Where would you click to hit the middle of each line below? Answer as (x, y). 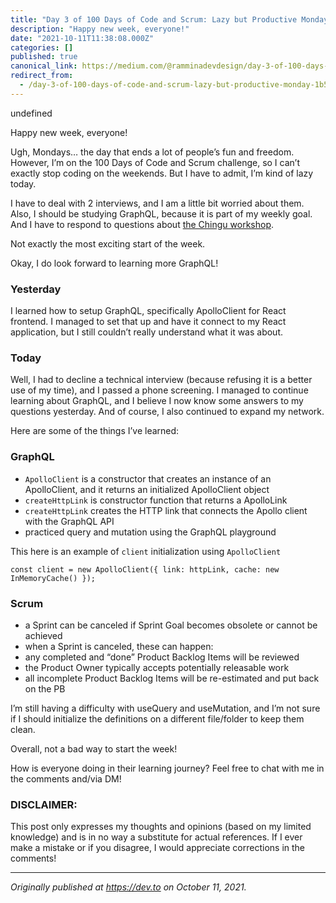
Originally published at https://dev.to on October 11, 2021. (128, 887)
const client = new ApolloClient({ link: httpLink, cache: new (145, 569)
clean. (23, 729)
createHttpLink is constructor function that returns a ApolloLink (156, 500)
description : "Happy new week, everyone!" (100, 29)
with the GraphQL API (69, 521)
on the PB (45, 688)
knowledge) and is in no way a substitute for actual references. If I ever (156, 837)
